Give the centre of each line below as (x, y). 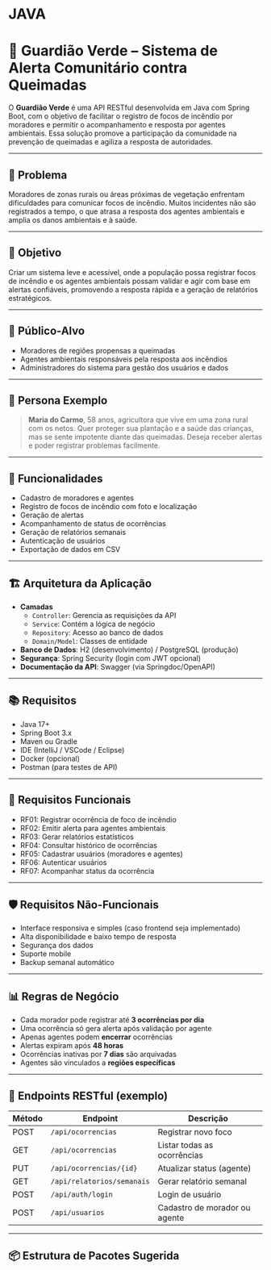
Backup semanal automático (67, 963)
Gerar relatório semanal (202, 1181)
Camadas (36, 607)
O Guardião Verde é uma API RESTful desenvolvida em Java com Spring (129, 108)
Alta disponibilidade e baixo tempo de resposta (98, 937)
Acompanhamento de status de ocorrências (93, 524)
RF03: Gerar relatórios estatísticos (77, 837)
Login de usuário (190, 1195)
